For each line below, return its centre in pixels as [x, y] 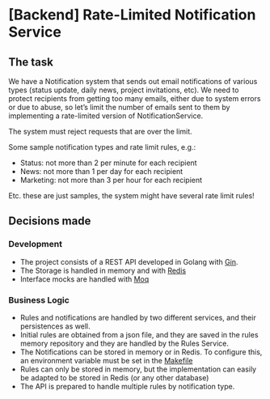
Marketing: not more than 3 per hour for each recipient [111, 180]
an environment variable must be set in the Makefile [106, 360]
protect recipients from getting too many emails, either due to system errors [135, 98]
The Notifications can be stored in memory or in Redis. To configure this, [141, 352]
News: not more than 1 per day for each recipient [101, 171]
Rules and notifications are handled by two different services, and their [138, 317]
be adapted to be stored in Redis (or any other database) [114, 377]
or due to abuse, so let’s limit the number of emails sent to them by [119, 107]
